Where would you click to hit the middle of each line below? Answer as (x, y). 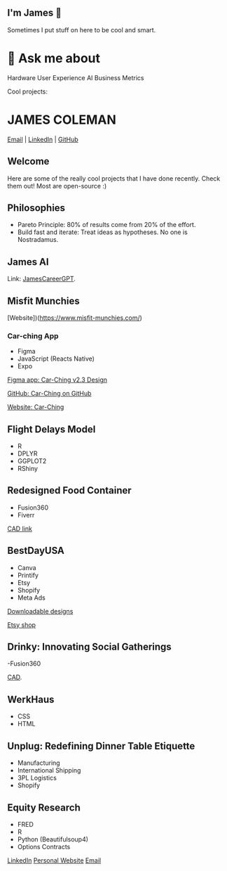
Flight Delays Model (51, 429)
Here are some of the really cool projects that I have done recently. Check (114, 178)
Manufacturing (39, 763)
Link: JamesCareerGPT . (41, 279)
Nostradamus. (38, 240)
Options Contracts (44, 846)
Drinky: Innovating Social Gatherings (89, 647)
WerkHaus (31, 699)
